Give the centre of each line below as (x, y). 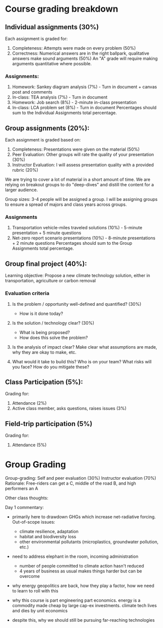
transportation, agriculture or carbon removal (51, 281)
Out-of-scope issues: (33, 522)
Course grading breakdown (62, 9)
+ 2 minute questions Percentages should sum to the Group (72, 243)
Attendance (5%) (29, 445)
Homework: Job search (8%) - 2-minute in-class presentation (74, 102)
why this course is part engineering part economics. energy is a (76, 600)
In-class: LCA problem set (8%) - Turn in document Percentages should (84, 108)
